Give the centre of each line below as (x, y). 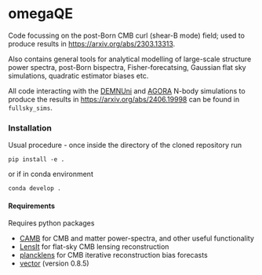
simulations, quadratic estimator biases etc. (78, 75)
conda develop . (35, 189)
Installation (30, 128)
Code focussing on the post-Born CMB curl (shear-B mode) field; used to (127, 35)
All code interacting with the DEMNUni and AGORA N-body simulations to (127, 90)
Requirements (32, 206)
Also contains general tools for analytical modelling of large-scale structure (130, 59)
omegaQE (41, 14)
